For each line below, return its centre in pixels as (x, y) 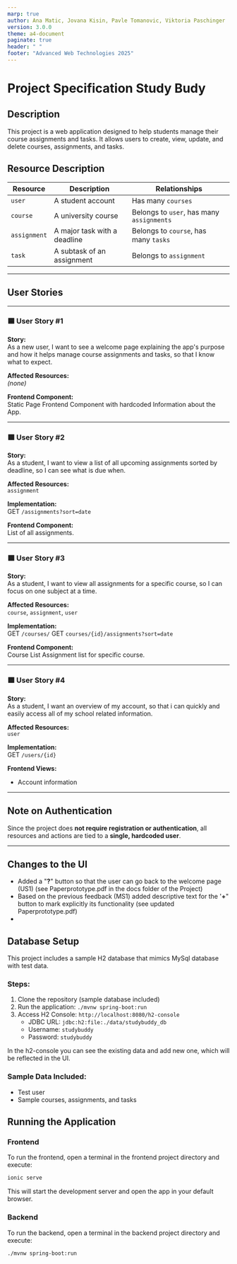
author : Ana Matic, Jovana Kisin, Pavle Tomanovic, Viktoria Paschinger (116, 21)
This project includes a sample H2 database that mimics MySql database (113, 958)
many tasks (151, 239)
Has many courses (162, 200)
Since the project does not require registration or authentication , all (107, 828)
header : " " (25, 47)
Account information (47, 782)
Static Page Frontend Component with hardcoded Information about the (111, 404)
